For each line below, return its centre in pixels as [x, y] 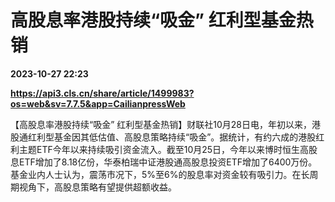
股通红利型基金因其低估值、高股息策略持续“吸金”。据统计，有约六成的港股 [163, 137]
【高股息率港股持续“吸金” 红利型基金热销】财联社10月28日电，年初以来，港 [165, 124]
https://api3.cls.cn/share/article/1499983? [102, 93]
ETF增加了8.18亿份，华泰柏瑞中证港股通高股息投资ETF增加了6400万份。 [168, 162]
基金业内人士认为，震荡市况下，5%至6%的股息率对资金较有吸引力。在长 [160, 174]
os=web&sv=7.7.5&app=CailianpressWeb [98, 103]
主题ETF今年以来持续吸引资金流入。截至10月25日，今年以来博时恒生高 [164, 149]
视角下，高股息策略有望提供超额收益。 [97, 187]
